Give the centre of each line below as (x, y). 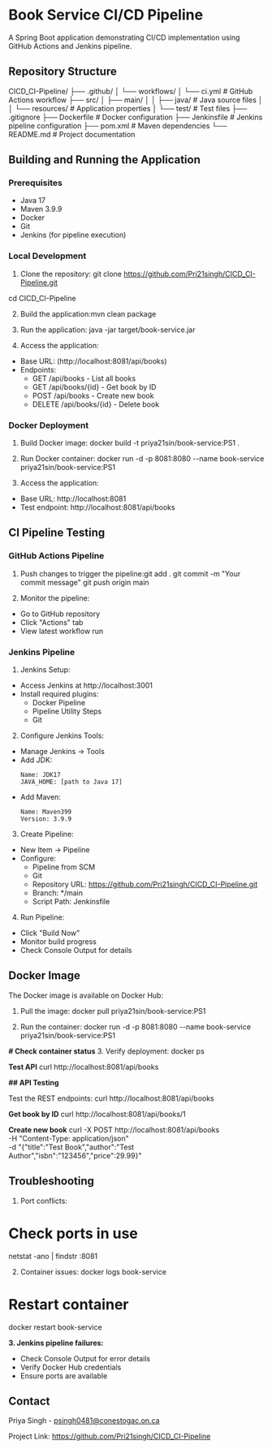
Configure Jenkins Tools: (62, 735)
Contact (29, 1401)
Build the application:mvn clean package (88, 313)
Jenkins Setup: (45, 670)
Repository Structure (63, 72)
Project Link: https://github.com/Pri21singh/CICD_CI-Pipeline (110, 1436)
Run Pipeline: (42, 917)
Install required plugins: (59, 694)
